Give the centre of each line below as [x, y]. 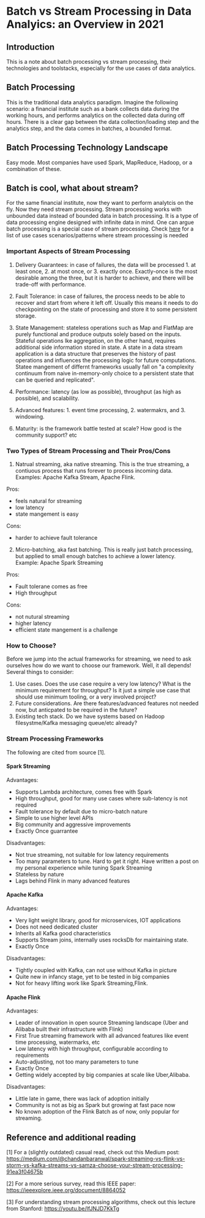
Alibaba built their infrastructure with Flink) [69, 1029]
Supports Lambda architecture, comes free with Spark [84, 792]
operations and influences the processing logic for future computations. [106, 360]
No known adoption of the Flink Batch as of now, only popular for [97, 1112]
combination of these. [34, 169]
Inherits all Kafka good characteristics [63, 933]
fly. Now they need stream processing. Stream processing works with [94, 209]
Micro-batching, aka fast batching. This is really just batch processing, [104, 550]
